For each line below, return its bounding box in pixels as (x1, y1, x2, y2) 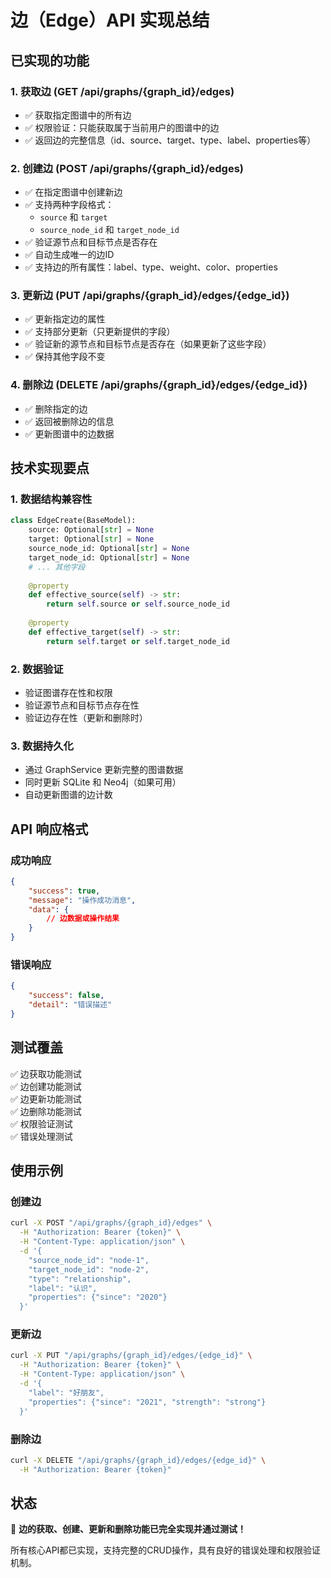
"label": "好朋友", (28, 1387, 105, 1398)
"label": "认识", (28, 1283, 98, 1293)
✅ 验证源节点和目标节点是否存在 (24, 236, 158, 248)
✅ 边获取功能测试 (10, 1067, 82, 1080)
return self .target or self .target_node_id (46, 636, 230, 646)
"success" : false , (28, 991, 105, 1001)
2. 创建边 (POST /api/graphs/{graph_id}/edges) (10, 161, 244, 175)
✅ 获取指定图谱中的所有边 (24, 109, 132, 121)
